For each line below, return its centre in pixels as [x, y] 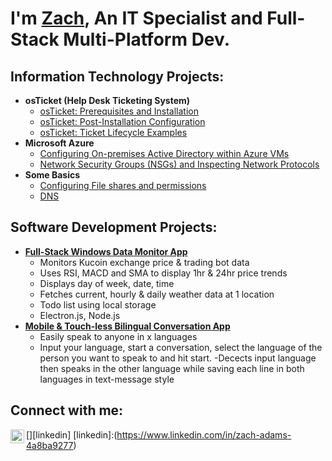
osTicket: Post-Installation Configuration [122, 121]
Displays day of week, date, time [107, 283]
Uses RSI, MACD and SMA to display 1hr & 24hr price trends [163, 273]
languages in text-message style [107, 379]
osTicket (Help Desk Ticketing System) [107, 100]
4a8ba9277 [50, 445]
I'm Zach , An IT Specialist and [136, 18]
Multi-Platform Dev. [147, 39]
